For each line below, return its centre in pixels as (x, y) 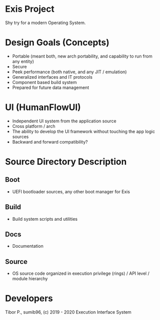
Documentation (28, 246)
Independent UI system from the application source (64, 121)
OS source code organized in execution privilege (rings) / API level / (81, 273)
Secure (19, 66)
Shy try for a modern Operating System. (45, 23)
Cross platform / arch (34, 126)
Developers (29, 299)
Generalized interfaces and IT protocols (52, 77)
